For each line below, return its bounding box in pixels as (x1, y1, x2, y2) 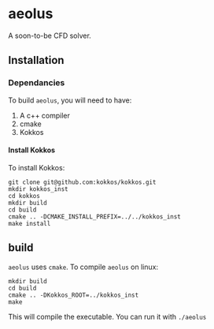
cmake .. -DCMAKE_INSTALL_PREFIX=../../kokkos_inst (8, 212, 181, 221)
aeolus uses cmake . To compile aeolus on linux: (8, 262, 159, 271)
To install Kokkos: (8, 163, 65, 172)
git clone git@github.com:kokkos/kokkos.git (8, 178, 157, 186)
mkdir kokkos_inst (8, 185, 68, 193)
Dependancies (8, 77, 65, 88)
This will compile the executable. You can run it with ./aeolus (8, 312, 207, 321)
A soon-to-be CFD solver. (8, 31, 92, 40)
